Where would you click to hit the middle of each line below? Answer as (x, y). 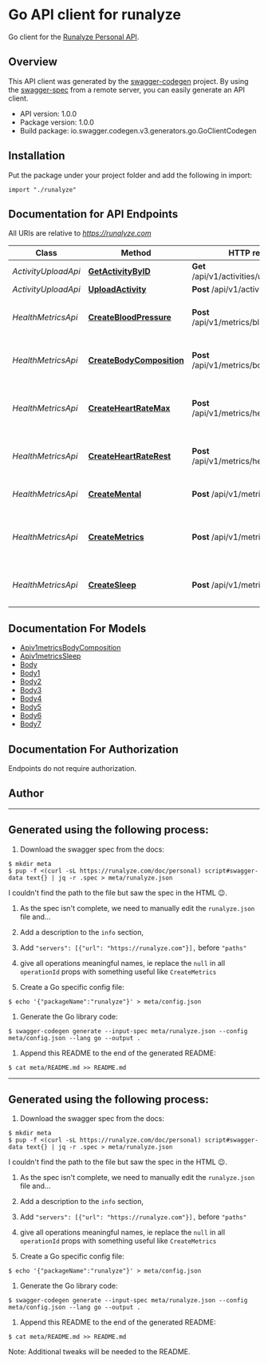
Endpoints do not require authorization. (73, 768)
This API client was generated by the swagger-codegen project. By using (128, 81)
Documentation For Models (77, 628)
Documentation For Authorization (93, 749)
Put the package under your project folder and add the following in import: (130, 175)
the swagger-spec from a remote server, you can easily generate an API (127, 89)
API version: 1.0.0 (48, 113)
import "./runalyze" (43, 189)
